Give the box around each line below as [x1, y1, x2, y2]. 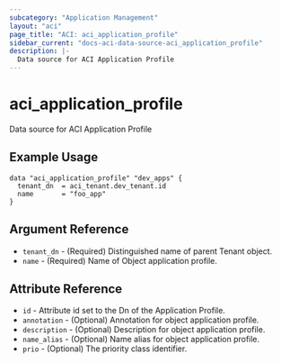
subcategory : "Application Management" [9, 13, 159, 23]
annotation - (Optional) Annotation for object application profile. [22, 314, 259, 325]
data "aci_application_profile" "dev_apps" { [9, 173, 182, 183]
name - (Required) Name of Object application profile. [22, 255, 218, 266]
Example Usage [9, 150, 99, 165]
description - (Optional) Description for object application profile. [22, 324, 266, 335]
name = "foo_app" [17, 189, 106, 198]
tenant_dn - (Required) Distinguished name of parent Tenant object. [22, 245, 273, 257]
